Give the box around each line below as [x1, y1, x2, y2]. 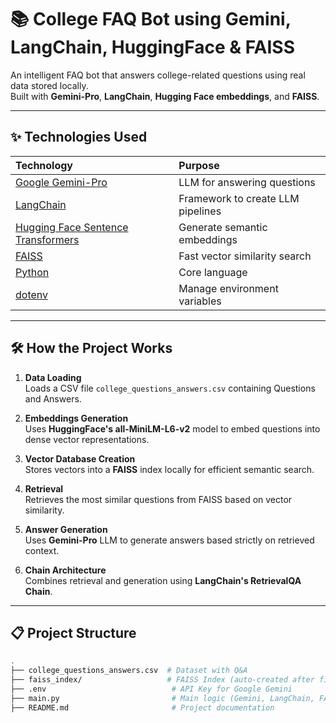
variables [178, 294, 222, 308]
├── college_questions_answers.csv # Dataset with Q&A [10, 666, 248, 676]
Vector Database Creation [24, 452, 136, 465]
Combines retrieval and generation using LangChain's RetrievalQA [24, 574, 302, 586]
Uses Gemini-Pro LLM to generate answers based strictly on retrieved [24, 534, 315, 546]
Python [15, 265, 50, 279]
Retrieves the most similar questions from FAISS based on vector [24, 493, 293, 505]
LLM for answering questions [178, 175, 316, 189]
